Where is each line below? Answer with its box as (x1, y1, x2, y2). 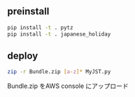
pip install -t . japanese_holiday (7, 31, 111, 38)
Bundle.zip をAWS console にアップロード (7, 82, 129, 90)
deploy (7, 50, 38, 61)
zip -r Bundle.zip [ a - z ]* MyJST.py (7, 68, 111, 75)
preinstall (7, 6, 50, 17)
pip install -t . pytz (7, 24, 73, 31)
